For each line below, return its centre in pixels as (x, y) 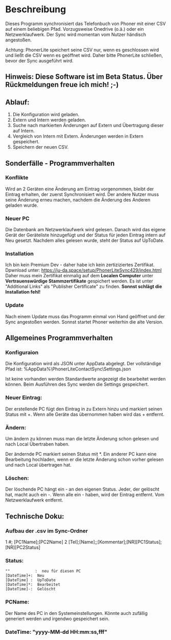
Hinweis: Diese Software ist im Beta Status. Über (84, 77)
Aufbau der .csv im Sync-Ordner (47, 531)
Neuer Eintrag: (24, 398)
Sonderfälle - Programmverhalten (60, 163)
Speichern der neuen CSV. (41, 147)
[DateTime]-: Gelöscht (31, 589)
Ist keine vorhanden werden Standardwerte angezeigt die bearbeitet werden (86, 379)
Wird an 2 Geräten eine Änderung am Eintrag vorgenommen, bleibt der (80, 189)
